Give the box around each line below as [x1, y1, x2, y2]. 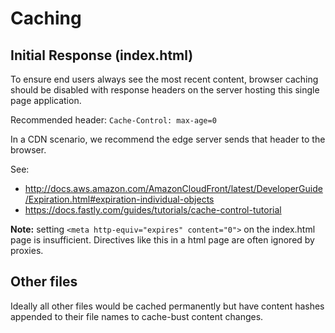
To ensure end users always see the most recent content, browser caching [10, 73, 319, 85]
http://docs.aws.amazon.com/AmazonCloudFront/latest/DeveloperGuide [24, 183, 323, 194]
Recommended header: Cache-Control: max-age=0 [10, 114, 217, 126]
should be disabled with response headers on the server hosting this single [10, 84, 320, 96]
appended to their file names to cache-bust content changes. [10, 310, 264, 322]
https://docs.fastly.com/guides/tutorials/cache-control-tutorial [24, 204, 282, 216]
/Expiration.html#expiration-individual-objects [24, 193, 215, 205]
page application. [10, 95, 82, 106]
